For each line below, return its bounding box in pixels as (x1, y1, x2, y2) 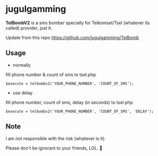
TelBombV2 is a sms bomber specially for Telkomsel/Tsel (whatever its (5, 20, 150, 26)
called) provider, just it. (5, 25, 52, 31)
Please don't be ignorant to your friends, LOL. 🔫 (5, 145, 103, 151)
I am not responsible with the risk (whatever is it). (5, 135, 106, 141)
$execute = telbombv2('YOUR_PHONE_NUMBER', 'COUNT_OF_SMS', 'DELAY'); (5, 109, 154, 114)
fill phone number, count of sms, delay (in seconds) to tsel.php (5, 99, 133, 105)
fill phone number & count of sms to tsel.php (5, 72, 96, 78)
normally (12, 62, 31, 68)
